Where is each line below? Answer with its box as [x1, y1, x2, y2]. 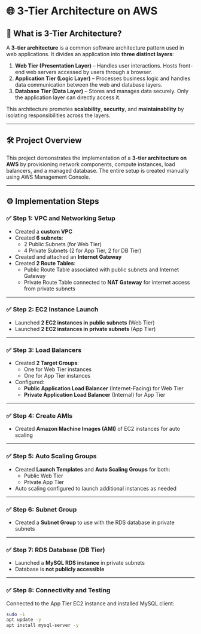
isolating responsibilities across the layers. [6, 112, 111, 119]
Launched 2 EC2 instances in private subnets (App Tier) [14, 325, 156, 332]
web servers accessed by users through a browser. [26, 69, 153, 75]
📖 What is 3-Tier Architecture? [6, 28, 122, 38]
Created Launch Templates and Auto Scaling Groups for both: [14, 465, 170, 473]
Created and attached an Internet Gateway [14, 253, 122, 261]
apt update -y [6, 617, 42, 623]
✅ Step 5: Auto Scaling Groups [6, 452, 97, 461]
